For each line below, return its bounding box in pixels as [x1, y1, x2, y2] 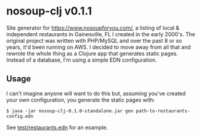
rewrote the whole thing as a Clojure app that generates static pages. [6, 49, 178, 57]
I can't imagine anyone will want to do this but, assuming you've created [6, 89, 186, 97]
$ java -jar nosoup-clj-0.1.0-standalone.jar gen [6, 107, 134, 114]
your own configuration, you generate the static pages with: [6, 96, 155, 103]
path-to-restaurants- [135, 107, 190, 114]
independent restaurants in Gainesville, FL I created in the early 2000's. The [6, 30, 196, 37]
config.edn [6, 113, 34, 119]
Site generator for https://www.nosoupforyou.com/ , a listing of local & [6, 24, 180, 31]
